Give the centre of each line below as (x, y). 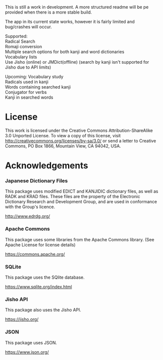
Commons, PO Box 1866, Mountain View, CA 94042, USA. (63, 146)
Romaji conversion (24, 46)
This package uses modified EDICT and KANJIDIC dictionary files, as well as (82, 191)
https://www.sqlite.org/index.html (38, 287)
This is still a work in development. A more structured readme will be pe (77, 7)
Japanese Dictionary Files (36, 181)
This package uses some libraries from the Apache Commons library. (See (80, 239)
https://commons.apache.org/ (35, 254)
